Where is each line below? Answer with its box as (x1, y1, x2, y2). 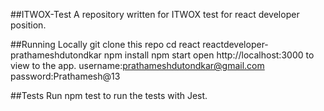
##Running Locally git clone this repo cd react (10, 39, 201, 50)
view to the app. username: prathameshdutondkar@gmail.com (10, 60, 265, 71)
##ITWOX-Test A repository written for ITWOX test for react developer (10, 9, 300, 20)
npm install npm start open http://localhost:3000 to (103, 49, 315, 61)
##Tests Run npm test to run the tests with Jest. (10, 90, 208, 101)
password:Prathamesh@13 (10, 70, 121, 82)
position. (10, 19, 47, 31)
